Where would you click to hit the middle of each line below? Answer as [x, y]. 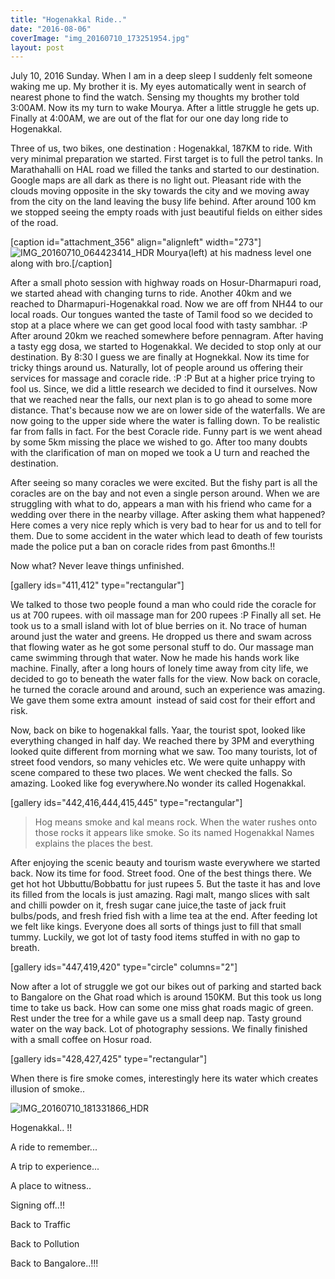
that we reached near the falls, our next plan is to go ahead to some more [161, 400]
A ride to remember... [54, 1147]
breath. [25, 948]
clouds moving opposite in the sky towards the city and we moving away [160, 191]
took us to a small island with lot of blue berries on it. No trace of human [159, 626]
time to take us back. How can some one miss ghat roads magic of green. [162, 1008]
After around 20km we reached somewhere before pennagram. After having [167, 336]
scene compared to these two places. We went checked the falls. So [151, 773]
